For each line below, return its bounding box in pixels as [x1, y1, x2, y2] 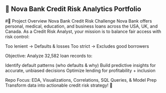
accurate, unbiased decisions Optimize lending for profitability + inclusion [5, 67, 156, 73]
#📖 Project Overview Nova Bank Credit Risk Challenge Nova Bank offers [5, 18, 152, 24]
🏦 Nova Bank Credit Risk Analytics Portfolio [5, 5, 141, 13]
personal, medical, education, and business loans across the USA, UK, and [5, 23, 158, 29]
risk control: [5, 33, 30, 39]
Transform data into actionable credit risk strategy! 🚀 [5, 82, 113, 88]
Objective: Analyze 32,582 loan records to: [5, 53, 93, 59]
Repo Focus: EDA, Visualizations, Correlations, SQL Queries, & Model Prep [5, 77, 157, 83]
